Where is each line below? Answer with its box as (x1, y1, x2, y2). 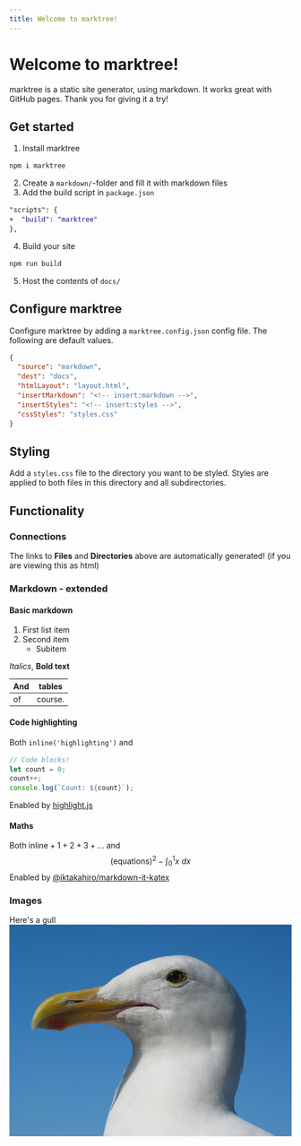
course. (37, 694, 65, 704)
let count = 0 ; (9, 764, 66, 774)
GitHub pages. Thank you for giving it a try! (9, 93, 168, 104)
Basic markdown (9, 605, 73, 616)
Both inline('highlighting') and (9, 737, 133, 747)
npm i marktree (9, 161, 66, 170)
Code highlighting (9, 717, 78, 728)
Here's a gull (9, 915, 56, 926)
